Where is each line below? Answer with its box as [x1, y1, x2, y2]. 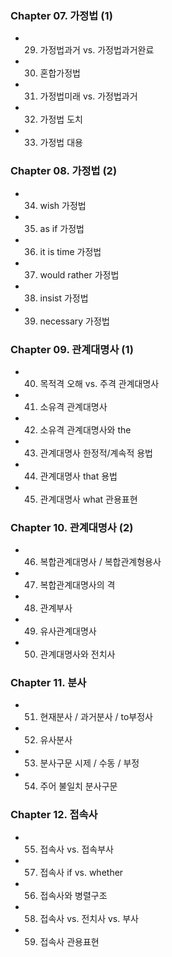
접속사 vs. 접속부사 [39, 843, 114, 855]
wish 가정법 [39, 199, 87, 211]
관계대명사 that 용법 [39, 470, 118, 482]
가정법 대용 [39, 137, 83, 149]
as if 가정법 [39, 222, 85, 234]
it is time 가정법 [39, 245, 102, 257]
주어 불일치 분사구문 [39, 780, 118, 792]
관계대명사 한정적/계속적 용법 [39, 447, 153, 459]
